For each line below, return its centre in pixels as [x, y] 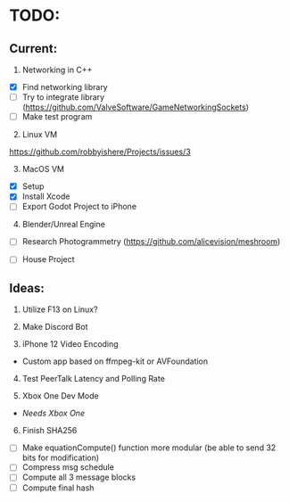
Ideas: [27, 288]
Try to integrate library [63, 97]
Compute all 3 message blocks [79, 477]
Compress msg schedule [68, 467]
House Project [48, 259]
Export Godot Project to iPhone [79, 207]
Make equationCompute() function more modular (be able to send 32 [149, 448]
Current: [33, 49]
